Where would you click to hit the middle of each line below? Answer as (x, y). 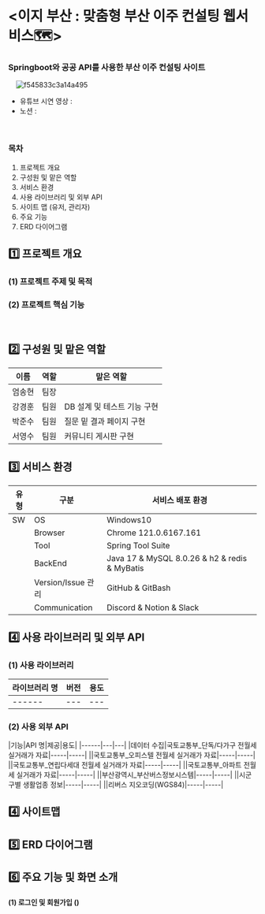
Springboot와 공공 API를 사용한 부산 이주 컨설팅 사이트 (107, 68)
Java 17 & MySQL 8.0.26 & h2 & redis (176, 559)
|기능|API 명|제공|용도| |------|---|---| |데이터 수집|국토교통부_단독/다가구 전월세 (132, 745)
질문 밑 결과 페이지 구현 (105, 422)
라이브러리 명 (35, 688)
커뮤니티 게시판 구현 (99, 437)
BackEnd (50, 563)
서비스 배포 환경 (180, 500)
